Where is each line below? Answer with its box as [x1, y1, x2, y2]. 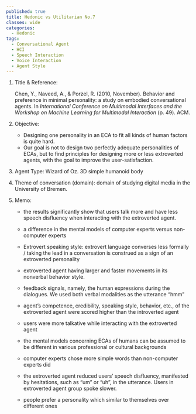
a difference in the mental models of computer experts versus [23, 226, 173, 233]
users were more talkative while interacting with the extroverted [23, 320, 177, 327]
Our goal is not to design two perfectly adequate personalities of [23, 144, 179, 151]
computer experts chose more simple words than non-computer [23, 355, 178, 362]
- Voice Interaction [11, 57, 61, 63]
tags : [6, 36, 19, 42]
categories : [6, 25, 35, 31]
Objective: [14, 121, 40, 128]
